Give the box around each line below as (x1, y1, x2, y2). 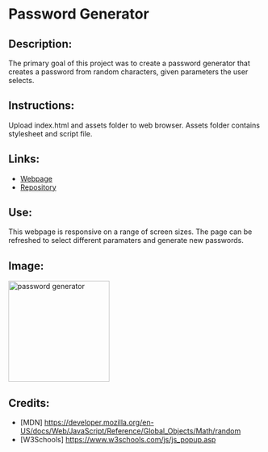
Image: (8, 259, 44, 273)
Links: (8, 153, 40, 166)
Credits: (8, 396, 50, 410)
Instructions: (8, 98, 75, 113)
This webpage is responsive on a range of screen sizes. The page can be (8, 227, 253, 236)
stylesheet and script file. (8, 128, 93, 138)
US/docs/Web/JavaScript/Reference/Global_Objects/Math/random (19, 426, 241, 436)
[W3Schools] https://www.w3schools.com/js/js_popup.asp (19, 435, 216, 445)
